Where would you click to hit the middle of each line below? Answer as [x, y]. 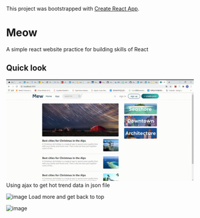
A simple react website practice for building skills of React [77, 49]
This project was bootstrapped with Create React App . [73, 9]
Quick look [26, 68]
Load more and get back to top [67, 197]
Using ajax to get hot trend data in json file [58, 185]
